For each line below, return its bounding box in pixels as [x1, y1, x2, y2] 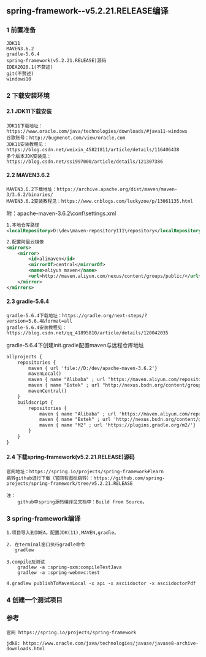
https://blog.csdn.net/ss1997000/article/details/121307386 [6, 159, 164, 165]
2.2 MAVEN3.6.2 [6, 171, 50, 179]
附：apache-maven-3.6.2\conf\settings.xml [6, 210, 116, 217]
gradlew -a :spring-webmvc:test [17, 570, 100, 576]
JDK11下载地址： [6, 122, 44, 129]
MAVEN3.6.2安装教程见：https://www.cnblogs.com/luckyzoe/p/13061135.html [6, 199, 193, 205]
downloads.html [6, 645, 45, 651]
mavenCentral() [28, 388, 67, 395]
